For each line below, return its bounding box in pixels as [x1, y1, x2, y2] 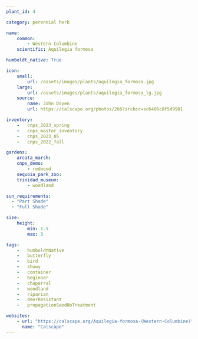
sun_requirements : [6, 193, 51, 199]
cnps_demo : [16, 161, 44, 167]
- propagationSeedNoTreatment [16, 302, 96, 308]
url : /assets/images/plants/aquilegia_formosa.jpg [27, 79, 154, 84]
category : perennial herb [6, 19, 70, 25]
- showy [16, 264, 41, 270]
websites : [6, 313, 31, 319]
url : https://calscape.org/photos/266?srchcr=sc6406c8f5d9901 [27, 106, 183, 112]
